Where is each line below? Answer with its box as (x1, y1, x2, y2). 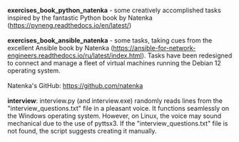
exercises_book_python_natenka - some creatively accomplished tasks (7, 6, 221, 14)
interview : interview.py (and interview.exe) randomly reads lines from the (7, 97, 223, 105)
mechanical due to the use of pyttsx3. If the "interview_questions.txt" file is (7, 119, 228, 127)
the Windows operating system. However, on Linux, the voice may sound (7, 111, 222, 120)
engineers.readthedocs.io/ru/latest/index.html (7, 51, 143, 60)
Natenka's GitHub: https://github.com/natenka (7, 82, 143, 89)
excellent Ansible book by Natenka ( (7, 44, 113, 52)
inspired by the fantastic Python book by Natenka (7, 13, 153, 22)
